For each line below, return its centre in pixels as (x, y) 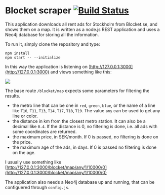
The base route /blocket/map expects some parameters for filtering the (77, 91)
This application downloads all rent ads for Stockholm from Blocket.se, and (82, 24)
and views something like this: (81, 72)
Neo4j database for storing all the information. (52, 34)
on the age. (24, 152)
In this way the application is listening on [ (48, 66)
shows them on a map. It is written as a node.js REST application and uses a (82, 29)
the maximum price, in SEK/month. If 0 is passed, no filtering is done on (85, 137)
